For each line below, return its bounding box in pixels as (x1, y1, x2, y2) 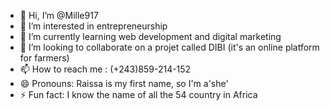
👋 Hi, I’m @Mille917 (19, 10, 99, 21)
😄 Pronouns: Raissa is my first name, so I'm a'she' (19, 78, 229, 89)
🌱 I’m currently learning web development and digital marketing (19, 31, 282, 42)
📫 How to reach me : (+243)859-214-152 (19, 63, 192, 75)
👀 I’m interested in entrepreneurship (19, 20, 168, 32)
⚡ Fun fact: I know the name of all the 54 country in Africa (19, 89, 258, 100)
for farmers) (19, 52, 70, 64)
